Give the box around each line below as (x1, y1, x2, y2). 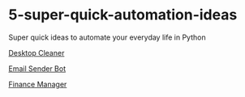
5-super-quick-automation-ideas (8, 6, 238, 24)
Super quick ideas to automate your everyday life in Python (8, 32, 206, 42)
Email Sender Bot (8, 63, 67, 74)
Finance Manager (8, 79, 67, 89)
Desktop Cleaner (8, 48, 65, 57)
